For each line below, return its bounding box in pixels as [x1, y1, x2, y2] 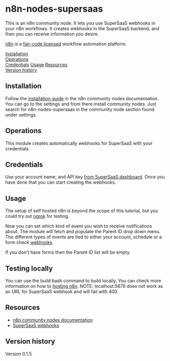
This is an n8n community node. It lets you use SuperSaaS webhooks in [5, 20, 156, 26]
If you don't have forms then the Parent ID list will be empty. [5, 249, 131, 256]
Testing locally [5, 264, 53, 273]
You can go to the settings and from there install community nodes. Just [5, 101, 157, 107]
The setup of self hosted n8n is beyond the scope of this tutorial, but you [5, 208, 159, 214]
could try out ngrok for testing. [5, 213, 70, 219]
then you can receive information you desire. [5, 31, 99, 37]
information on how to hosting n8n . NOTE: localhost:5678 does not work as [5, 283, 163, 289]
